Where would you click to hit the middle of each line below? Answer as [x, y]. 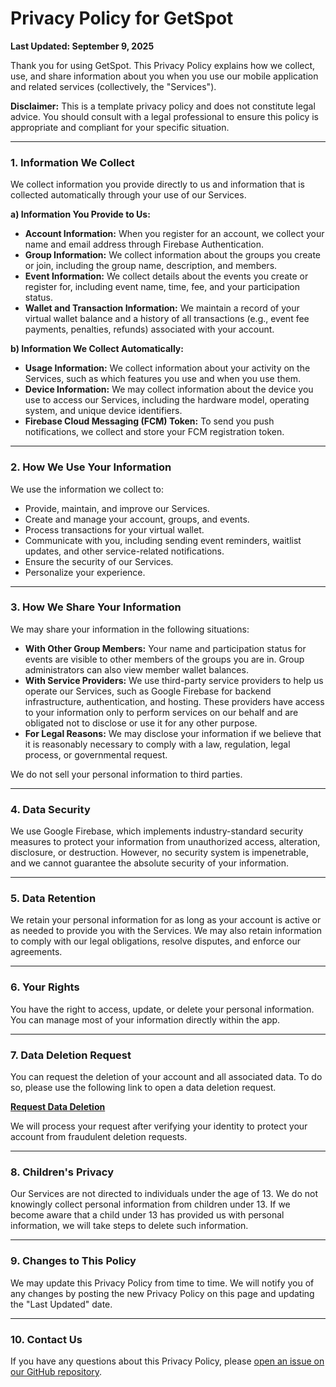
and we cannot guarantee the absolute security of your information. [150, 863]
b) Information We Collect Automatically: [97, 349]
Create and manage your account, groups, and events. [137, 519]
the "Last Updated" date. [61, 1304]
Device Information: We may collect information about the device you [169, 389]
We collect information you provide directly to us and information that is [157, 184]
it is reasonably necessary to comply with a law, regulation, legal [157, 744]
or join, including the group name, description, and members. [151, 266]
